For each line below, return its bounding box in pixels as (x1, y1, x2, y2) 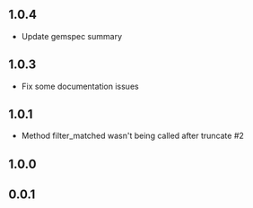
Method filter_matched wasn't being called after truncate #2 (21, 130, 244, 142)
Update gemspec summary (21, 30, 123, 41)
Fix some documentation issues (21, 81, 140, 91)
